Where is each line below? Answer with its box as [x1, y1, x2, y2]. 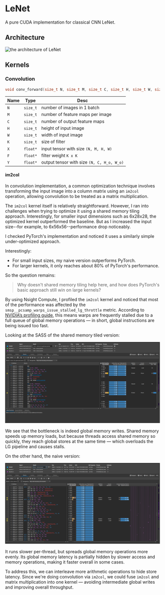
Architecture [5, 33, 45, 42]
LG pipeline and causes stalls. [5, 443, 65, 450]
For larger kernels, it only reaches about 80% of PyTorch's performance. [12, 262, 160, 268]
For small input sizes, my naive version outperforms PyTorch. [12, 257, 136, 263]
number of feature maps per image [41, 112, 112, 117]
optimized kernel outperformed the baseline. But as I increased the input [5, 218, 152, 224]
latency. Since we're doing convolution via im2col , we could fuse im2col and [5, 574, 159, 580]
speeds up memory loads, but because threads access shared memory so [5, 433, 156, 439]
